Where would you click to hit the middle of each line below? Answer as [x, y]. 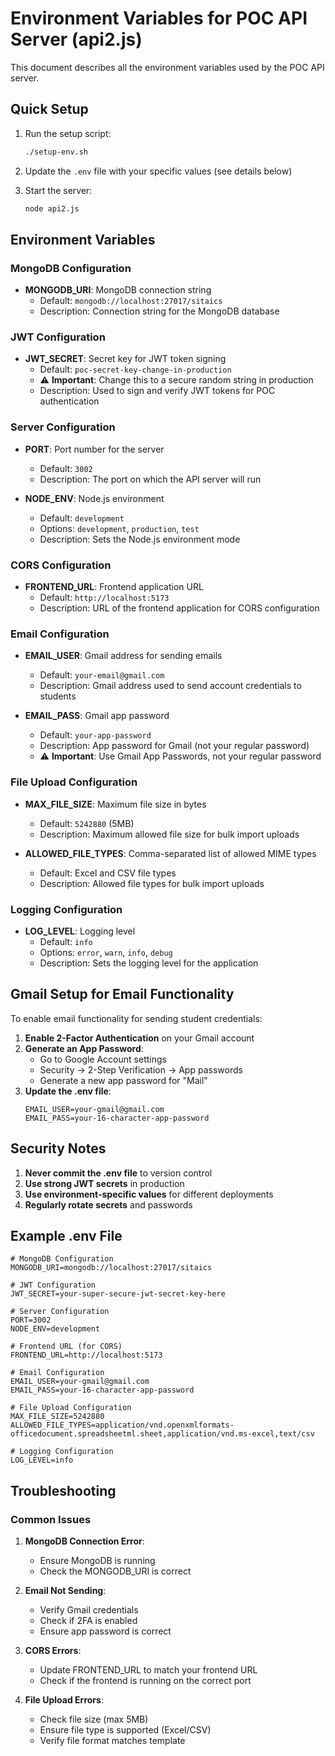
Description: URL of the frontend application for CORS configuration [179, 608]
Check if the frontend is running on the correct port [145, 1681]
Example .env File [66, 1235]
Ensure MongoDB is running [97, 1561]
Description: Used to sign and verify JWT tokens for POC [157, 391]
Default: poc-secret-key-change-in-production [135, 369]
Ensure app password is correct [105, 1631]
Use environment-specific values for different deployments [149, 1194]
